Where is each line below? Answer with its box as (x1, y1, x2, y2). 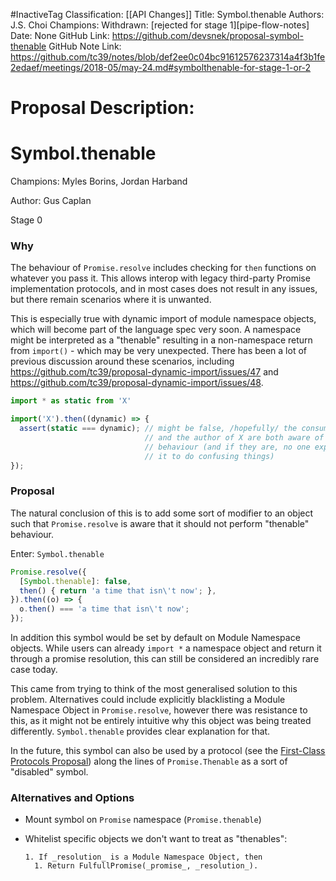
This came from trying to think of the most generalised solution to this (10, 683, 298, 695)
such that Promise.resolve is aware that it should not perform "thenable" (10, 517, 310, 529)
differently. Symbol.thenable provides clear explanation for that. (10, 725, 271, 738)
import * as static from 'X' (10, 396, 132, 406)
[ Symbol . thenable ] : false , (19, 576, 132, 586)
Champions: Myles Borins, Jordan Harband (10, 175, 188, 188)
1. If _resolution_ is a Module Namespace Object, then (24, 852, 263, 863)
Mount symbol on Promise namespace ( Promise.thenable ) (24, 814, 262, 826)
